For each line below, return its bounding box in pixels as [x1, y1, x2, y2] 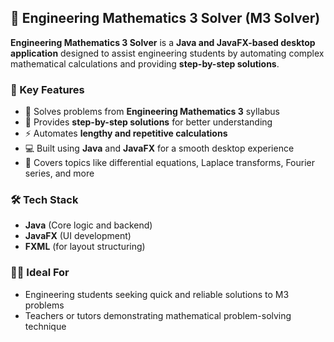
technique [24, 320, 67, 332]
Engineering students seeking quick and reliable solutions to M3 [24, 288, 290, 300]
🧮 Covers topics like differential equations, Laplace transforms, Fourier [24, 157, 315, 169]
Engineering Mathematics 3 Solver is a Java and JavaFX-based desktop [10, 36, 316, 48]
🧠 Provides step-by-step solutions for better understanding [24, 116, 273, 128]
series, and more [24, 167, 95, 180]
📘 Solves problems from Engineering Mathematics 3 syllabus [24, 106, 280, 118]
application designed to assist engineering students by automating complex [10, 47, 325, 59]
